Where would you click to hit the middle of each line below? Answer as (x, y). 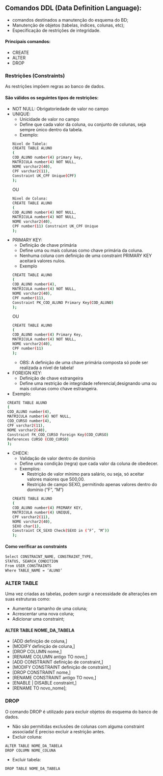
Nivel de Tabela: (30, 144)
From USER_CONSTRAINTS (28, 566)
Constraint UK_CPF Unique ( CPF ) (44, 176)
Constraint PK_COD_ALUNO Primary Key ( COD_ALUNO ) (63, 302)
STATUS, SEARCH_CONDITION (31, 561)
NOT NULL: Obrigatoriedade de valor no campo (60, 109)
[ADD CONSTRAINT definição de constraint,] (58, 662)
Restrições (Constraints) (35, 76)
